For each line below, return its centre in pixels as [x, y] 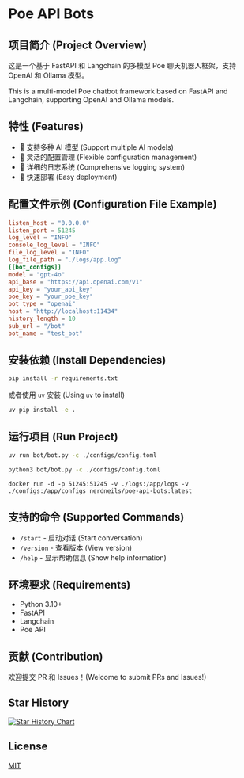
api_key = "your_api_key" [51, 289]
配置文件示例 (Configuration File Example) [113, 204]
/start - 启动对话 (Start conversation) [81, 538]
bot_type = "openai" [42, 304]
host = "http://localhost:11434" [63, 311]
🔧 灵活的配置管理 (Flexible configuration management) [108, 157]
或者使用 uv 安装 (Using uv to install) [66, 395]
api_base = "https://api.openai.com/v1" [76, 282]
